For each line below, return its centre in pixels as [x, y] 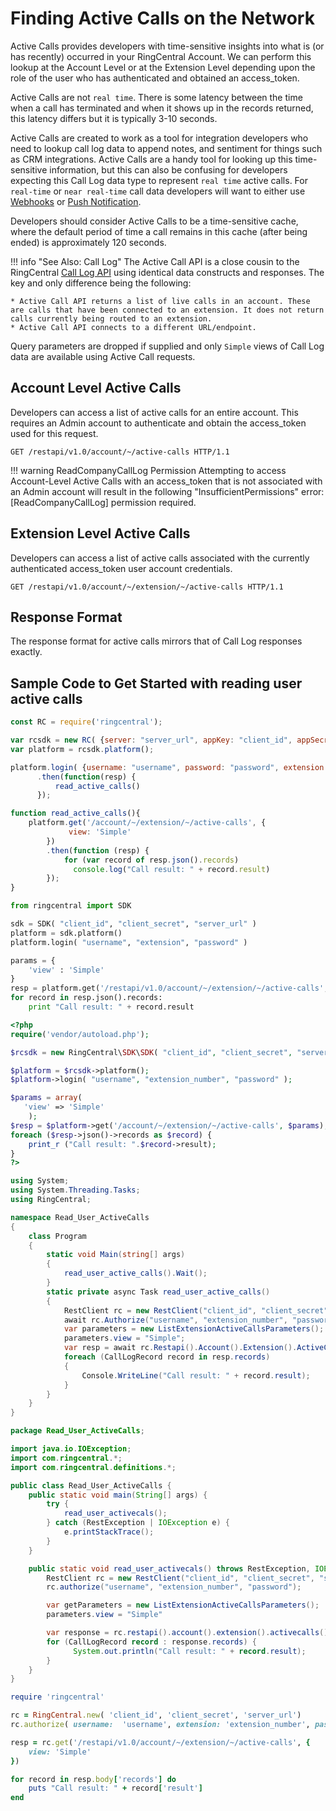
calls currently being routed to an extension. [111, 318]
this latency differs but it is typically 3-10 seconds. [114, 118]
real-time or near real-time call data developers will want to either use [158, 191]
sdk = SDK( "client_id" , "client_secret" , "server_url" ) [133, 924]
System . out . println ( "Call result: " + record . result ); [190, 1651]
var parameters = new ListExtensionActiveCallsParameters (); [194, 1329]
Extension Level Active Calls [100, 533]
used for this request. [54, 433]
